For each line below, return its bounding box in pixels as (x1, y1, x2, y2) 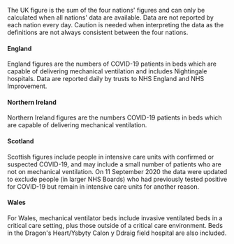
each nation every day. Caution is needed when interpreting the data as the (7, 21, 224, 29)
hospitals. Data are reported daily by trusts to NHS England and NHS (7, 75, 205, 83)
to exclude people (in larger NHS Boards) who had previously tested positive (7, 175, 228, 183)
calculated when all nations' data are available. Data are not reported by (7, 13, 214, 22)
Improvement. (7, 82, 47, 90)
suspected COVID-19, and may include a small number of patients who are (7, 160, 221, 168)
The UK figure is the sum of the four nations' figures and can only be (7, 6, 205, 14)
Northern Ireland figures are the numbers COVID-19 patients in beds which (7, 113, 222, 122)
